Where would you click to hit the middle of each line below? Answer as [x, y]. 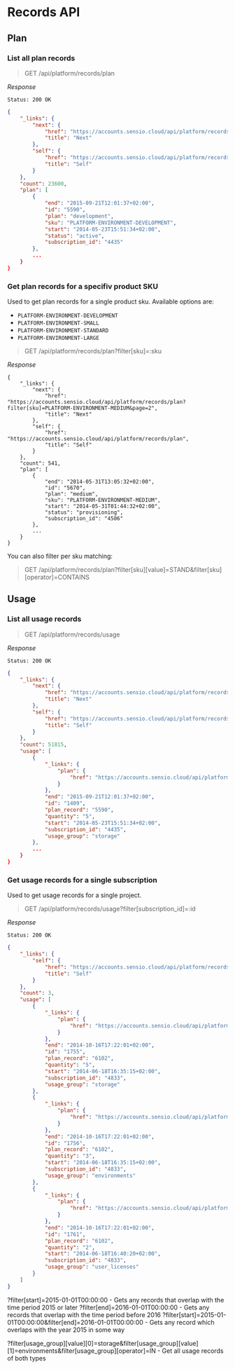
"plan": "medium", [71, 494]
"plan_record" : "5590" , [79, 810]
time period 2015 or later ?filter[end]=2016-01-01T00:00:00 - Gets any [108, 1307]
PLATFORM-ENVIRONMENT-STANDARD [63, 331]
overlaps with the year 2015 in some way [66, 1330]
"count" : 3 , [37, 993]
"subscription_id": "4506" [84, 519]
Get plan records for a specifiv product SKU [83, 286]
